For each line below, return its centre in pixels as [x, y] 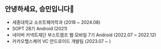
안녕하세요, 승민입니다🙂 [40, 9]
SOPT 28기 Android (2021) [40, 28]
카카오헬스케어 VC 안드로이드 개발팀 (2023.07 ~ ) [61, 41]
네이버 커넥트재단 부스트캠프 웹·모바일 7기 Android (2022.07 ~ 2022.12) [84, 35]
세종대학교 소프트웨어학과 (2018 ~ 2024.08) [56, 22]
